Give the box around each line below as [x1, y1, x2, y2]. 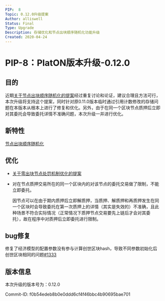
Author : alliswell [5, 16, 43, 21]
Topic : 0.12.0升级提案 [5, 12, 49, 17]
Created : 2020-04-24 [5, 35, 48, 40]
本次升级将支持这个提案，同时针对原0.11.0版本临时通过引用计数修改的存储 [5, 98, 154, 104]
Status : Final [5, 21, 34, 26]
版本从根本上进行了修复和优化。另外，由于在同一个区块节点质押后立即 [18, 104, 161, 111]
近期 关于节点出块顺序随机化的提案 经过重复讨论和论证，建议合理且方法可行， [5, 92, 161, 98]
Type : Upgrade [5, 26, 34, 30]
